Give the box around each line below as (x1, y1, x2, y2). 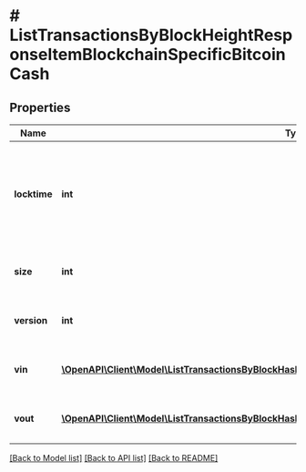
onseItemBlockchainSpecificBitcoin (9, 45, 286, 65)
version (14, 314, 48, 326)
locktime (14, 188, 53, 200)
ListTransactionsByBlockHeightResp (9, 25, 293, 46)
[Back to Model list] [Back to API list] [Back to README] (9, 453, 219, 463)
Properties (9, 99, 71, 115)
